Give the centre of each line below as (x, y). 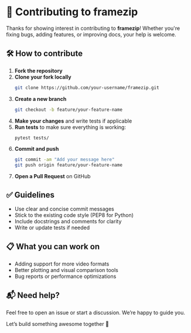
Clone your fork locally (43, 77)
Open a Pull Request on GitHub (52, 176)
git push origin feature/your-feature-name (69, 165)
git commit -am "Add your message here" (64, 160)
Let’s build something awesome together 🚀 (58, 324)
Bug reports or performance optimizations (65, 276)
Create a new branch (40, 98)
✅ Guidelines (30, 195)
